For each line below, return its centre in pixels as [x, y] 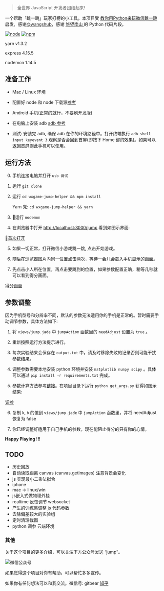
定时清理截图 [25, 520]
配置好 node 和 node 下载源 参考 [44, 102]
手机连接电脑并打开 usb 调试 [40, 175]
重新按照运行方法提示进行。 [40, 342]
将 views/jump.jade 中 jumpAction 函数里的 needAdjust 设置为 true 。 [81, 332]
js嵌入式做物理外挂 [31, 496]
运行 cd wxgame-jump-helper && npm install [56, 196]
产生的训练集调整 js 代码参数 [41, 508]
